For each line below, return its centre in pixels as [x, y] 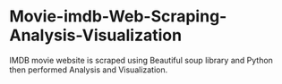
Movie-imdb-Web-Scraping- [118, 17]
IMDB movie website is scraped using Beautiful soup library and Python [141, 60]
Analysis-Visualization [95, 35]
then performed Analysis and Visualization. [89, 70]
